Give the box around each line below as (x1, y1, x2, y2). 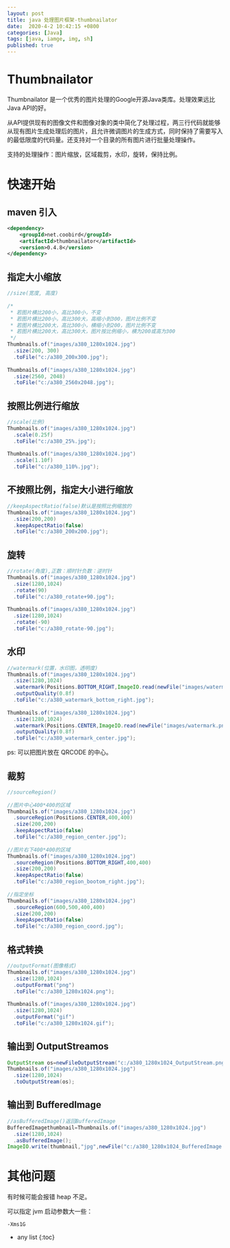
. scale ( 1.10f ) (13, 457, 53, 464)
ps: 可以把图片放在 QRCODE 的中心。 (7, 748, 112, 757)
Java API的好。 (7, 104, 50, 112)
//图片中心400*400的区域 (7, 801, 71, 808)
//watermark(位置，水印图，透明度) (7, 665, 98, 671)
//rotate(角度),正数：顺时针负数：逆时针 (7, 568, 113, 575)
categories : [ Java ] (7, 29, 63, 36)
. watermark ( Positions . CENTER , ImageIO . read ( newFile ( (13, 722, 164, 729)
